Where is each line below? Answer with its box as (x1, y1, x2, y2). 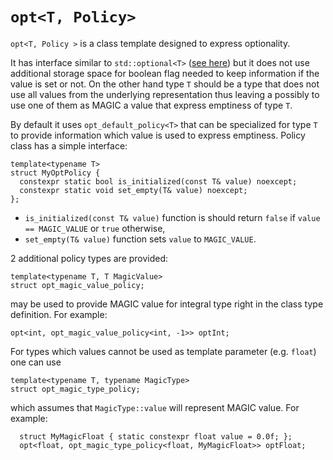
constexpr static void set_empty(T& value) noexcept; (19, 185, 248, 195)
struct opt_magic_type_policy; (10, 384, 141, 394)
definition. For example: (10, 308, 108, 320)
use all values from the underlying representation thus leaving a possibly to (10, 88, 320, 100)
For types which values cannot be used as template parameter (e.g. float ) (10, 345, 317, 357)
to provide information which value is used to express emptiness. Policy (10, 129, 306, 141)
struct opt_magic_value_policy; (10, 280, 145, 290)
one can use (10, 356, 62, 368)
